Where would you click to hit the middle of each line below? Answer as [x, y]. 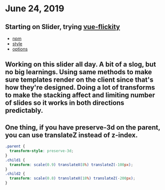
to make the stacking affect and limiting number [80, 95]
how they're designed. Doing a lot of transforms [80, 87]
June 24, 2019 [35, 9]
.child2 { [15, 174]
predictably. [24, 111]
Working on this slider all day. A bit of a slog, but [81, 64]
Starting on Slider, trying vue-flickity [63, 27]
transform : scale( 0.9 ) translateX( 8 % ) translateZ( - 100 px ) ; [71, 165]
